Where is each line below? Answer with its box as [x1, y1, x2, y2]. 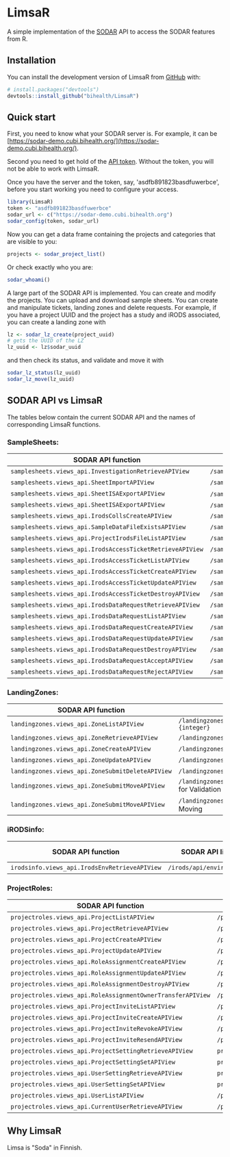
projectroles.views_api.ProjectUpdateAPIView [10, 947, 162, 954]
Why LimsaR [7, 1125, 62, 1137]
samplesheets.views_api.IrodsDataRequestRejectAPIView [10, 668, 193, 676]
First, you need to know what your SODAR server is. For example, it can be [7, 130, 218, 138]
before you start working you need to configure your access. [7, 185, 179, 193]
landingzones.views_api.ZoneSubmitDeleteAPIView [10, 768, 172, 775]
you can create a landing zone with [7, 317, 106, 326]
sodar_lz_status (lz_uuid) [7, 369, 81, 376]
